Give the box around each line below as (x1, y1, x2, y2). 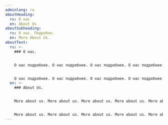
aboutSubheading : (5, 26, 41, 31)
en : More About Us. (9, 35, 50, 40)
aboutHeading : (5, 12, 35, 17)
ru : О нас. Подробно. (9, 30, 55, 35)
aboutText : (5, 40, 28, 45)
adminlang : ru (5, 7, 35, 12)
